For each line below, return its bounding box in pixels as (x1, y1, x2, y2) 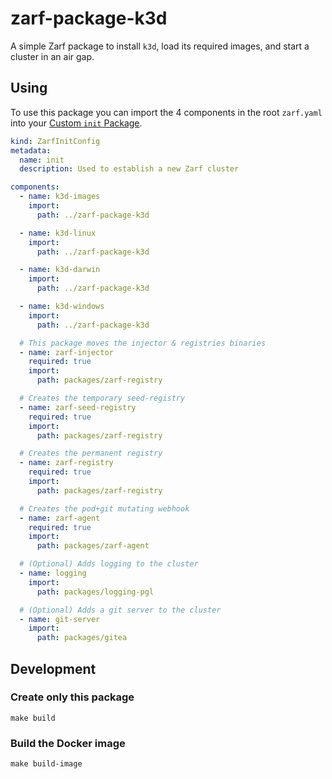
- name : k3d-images (19, 192, 101, 202)
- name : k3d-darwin (19, 265, 101, 275)
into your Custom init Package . (10, 117, 143, 129)
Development (10, 660, 97, 677)
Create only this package (10, 690, 135, 704)
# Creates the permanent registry (19, 448, 163, 459)
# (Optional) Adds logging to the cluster (19, 559, 199, 569)
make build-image (10, 759, 83, 769)
